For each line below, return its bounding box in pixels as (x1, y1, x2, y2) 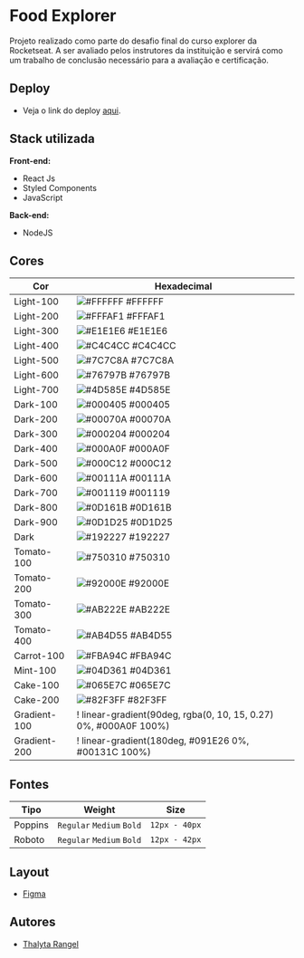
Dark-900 (14, 516, 59, 529)
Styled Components (22, 182, 98, 193)
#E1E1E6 (128, 325, 168, 338)
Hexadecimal (154, 280, 213, 292)
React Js (22, 173, 56, 184)
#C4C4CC (131, 340, 176, 352)
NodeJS (22, 227, 53, 238)
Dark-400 (14, 443, 59, 455)
